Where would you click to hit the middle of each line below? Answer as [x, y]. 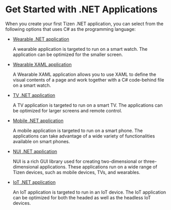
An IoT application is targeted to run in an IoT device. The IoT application [89, 192]
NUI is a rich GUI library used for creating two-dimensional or [78, 161]
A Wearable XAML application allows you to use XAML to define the [84, 74]
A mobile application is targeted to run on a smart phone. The [78, 130]
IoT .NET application [34, 182]
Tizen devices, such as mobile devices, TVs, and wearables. [76, 172]
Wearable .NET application [41, 39]
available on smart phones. [41, 141]
